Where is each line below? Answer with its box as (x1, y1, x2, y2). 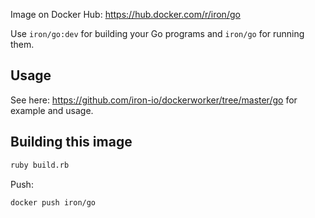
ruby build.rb (10, 160, 70, 170)
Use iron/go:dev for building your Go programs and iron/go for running (10, 28, 305, 39)
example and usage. (10, 104, 94, 116)
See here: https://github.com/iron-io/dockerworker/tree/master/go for (10, 94, 298, 106)
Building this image (10, 134, 133, 151)
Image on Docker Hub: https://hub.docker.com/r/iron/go (10, 9, 241, 20)
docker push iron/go (10, 197, 97, 208)
